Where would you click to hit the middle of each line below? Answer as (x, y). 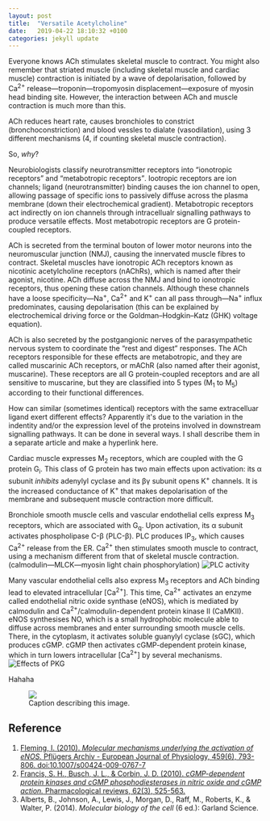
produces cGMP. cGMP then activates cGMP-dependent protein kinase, (128, 645)
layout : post (30, 16)
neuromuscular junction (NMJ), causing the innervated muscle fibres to (127, 253)
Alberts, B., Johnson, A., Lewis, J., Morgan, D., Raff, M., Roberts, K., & (135, 799)
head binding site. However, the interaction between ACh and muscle (123, 97)
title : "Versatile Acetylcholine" (68, 23)
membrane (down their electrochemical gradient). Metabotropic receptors (131, 203)
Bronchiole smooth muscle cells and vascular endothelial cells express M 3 (132, 516)
